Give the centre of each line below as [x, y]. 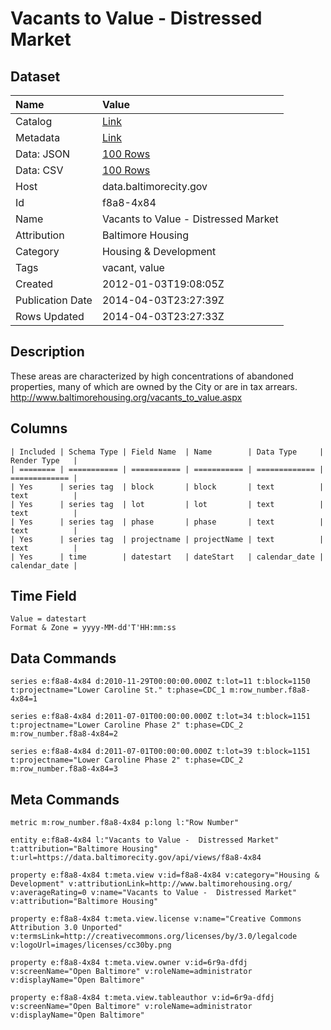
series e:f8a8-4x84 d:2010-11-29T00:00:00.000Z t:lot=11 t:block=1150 [160, 682]
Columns [39, 428]
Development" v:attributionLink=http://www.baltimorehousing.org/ [151, 884]
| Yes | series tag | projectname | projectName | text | [167, 539]
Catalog [34, 121]
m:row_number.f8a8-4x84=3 [64, 769]
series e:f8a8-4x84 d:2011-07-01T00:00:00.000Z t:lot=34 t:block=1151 [160, 717]
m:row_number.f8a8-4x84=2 [64, 734]
